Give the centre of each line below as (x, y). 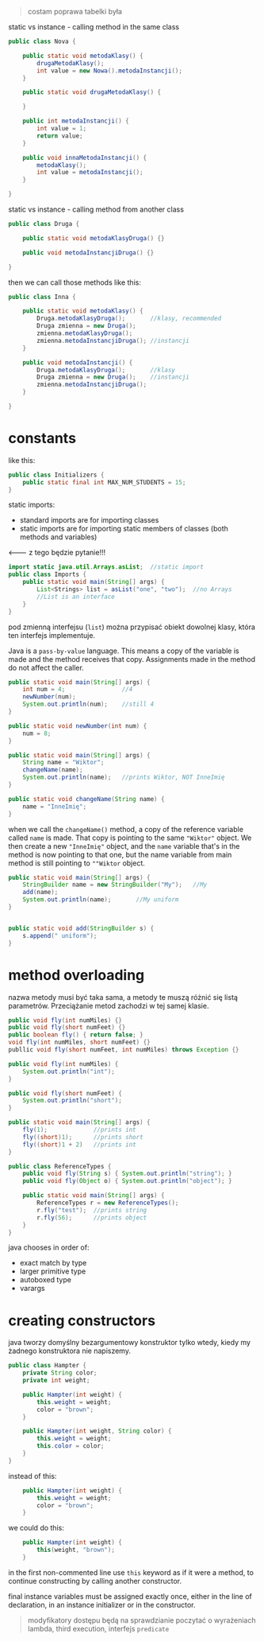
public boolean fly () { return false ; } (76, 1035)
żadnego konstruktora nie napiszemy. (69, 1351)
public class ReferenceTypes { (60, 1166)
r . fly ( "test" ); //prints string (92, 1210)
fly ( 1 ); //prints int (79, 1130)
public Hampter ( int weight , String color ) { (97, 1431)
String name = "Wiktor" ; (63, 763)
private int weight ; (56, 1380)
